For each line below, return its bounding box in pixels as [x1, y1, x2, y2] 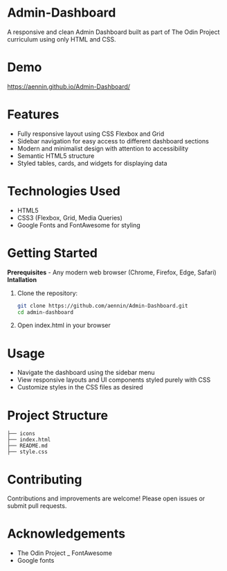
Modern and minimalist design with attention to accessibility [17, 144, 189, 152]
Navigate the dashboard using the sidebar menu [17, 369, 155, 377]
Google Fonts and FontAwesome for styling [17, 220, 140, 229]
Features [7, 107, 60, 123]
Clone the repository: [17, 289, 78, 297]
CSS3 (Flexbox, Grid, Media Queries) [17, 213, 123, 222]
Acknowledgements [7, 526, 126, 542]
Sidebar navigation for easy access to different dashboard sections [17, 137, 209, 145]
